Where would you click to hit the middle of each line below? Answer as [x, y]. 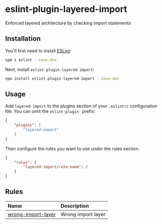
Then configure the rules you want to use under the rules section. [73, 149]
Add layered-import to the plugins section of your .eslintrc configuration [81, 106]
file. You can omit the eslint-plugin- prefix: [50, 111]
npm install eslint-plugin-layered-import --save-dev [62, 78]
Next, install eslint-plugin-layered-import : [50, 69]
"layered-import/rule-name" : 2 [56, 167]
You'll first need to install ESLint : [38, 50]
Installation [23, 39]
